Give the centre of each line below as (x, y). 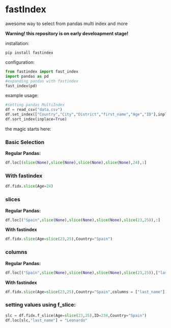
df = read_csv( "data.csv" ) (34, 110)
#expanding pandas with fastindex (42, 81)
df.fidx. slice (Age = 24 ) (29, 186)
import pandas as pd (27, 76)
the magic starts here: (28, 129)
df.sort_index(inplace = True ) (36, 119)
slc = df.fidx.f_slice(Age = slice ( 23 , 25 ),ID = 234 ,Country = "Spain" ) (76, 315)
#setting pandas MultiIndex (35, 105)
